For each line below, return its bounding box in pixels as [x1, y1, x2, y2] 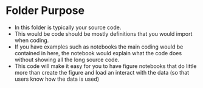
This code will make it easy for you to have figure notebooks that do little [14, 62, 197, 70]
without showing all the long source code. [14, 56, 120, 63]
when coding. [14, 36, 49, 44]
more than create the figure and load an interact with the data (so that [14, 69, 190, 76]
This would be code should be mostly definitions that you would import [14, 30, 193, 37]
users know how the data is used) [14, 75, 100, 83]
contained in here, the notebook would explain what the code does [14, 49, 182, 56]
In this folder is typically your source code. [14, 24, 122, 31]
